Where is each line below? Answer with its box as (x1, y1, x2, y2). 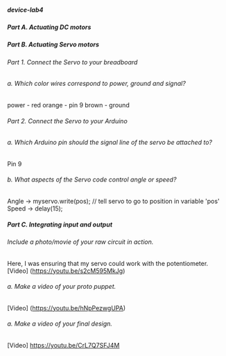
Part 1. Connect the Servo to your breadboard (7, 57, 138, 66)
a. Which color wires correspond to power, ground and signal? (7, 80, 186, 88)
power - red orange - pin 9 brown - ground (7, 100, 130, 109)
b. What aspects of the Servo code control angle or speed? (7, 175, 177, 184)
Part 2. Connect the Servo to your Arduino (7, 116, 128, 125)
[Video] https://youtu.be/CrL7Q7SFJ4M (7, 341, 120, 349)
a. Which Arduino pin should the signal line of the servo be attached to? (7, 139, 213, 147)
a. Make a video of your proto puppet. (7, 283, 116, 291)
